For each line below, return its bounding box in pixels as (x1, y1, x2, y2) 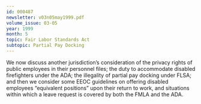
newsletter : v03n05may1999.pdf (6, 14, 85, 20)
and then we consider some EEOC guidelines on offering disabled (6, 78, 169, 85)
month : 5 (6, 31, 28, 37)
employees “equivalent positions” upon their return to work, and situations (6, 84, 190, 91)
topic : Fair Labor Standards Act (6, 37, 90, 43)
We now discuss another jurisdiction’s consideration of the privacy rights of (6, 58, 193, 66)
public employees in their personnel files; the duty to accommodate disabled (6, 65, 196, 72)
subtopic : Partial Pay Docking (6, 43, 85, 49)
